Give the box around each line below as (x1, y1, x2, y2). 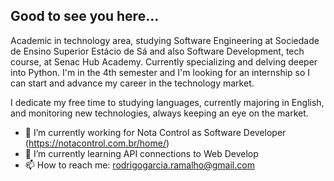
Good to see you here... (10, 8, 160, 25)
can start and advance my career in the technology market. (10, 77, 255, 89)
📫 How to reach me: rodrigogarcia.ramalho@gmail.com (24, 159, 255, 171)
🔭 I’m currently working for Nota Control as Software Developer (24, 126, 287, 138)
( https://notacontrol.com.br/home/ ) (24, 137, 170, 149)
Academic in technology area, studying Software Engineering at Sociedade (10, 34, 320, 46)
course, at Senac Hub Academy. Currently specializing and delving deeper (10, 55, 318, 68)
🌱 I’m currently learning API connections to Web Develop (24, 147, 259, 159)
